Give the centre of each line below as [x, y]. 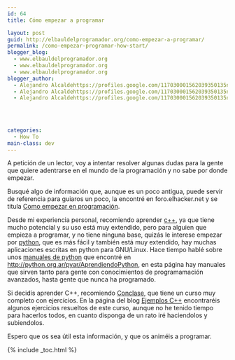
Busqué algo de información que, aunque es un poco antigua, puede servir [115, 192]
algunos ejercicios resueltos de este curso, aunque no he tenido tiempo [111, 308]
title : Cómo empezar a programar [56, 20]
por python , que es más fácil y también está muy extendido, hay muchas [112, 242]
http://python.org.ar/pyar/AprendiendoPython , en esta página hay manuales [116, 265]
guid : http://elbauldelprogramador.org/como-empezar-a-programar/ [106, 39]
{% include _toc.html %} [42, 350]
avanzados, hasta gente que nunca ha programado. [81, 279]
